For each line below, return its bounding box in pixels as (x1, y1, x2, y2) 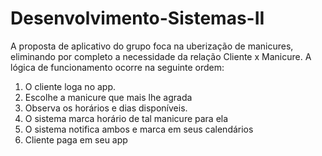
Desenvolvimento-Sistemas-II (10, 7, 265, 30)
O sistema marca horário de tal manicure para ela (24, 112, 229, 124)
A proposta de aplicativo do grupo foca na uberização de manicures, (10, 40, 294, 52)
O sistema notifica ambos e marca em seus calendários (24, 123, 254, 135)
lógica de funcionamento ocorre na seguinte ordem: (10, 61, 225, 73)
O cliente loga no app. (24, 80, 117, 92)
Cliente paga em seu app (24, 133, 128, 146)
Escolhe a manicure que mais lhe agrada (24, 91, 193, 103)
